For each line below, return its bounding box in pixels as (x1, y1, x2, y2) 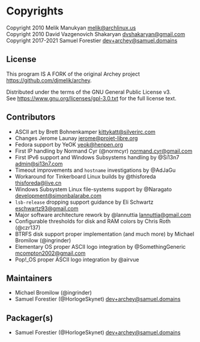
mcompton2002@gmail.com (14, 249, 86, 257)
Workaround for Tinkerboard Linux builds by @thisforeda (14, 173, 156, 180)
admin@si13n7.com (14, 160, 63, 167)
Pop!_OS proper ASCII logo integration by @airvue (14, 255, 139, 263)
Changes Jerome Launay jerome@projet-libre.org (14, 134, 138, 142)
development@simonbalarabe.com (14, 192, 102, 199)
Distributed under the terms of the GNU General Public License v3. (6, 88, 171, 96)
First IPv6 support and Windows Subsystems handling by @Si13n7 (14, 153, 180, 160)
